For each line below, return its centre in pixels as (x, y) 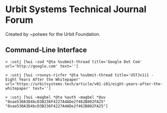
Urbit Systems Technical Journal (76, 9)
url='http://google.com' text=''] (42, 66)
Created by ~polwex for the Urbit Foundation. (53, 34)
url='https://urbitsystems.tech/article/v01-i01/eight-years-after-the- (84, 84)
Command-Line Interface (46, 50)
